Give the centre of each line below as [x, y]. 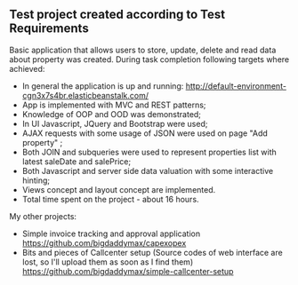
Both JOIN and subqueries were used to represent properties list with [149, 152]
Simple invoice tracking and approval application [111, 234]
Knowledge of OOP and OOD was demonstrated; [112, 114]
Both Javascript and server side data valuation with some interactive [148, 170]
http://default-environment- [236, 86]
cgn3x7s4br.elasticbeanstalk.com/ [85, 95]
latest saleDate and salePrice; [77, 161]
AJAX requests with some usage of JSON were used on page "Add [145, 133]
